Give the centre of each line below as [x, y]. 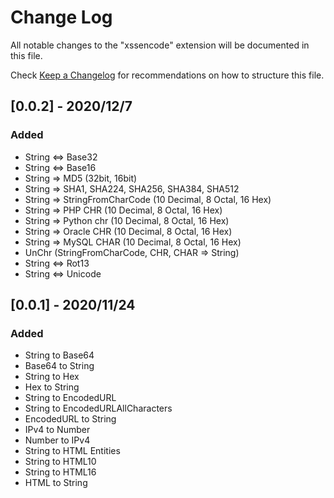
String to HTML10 [60, 462]
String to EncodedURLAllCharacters [98, 408]
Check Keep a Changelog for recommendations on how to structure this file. [167, 75]
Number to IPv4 [57, 440]
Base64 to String [59, 366]
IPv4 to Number [57, 430]
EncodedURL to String [70, 419]
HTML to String [56, 483]
